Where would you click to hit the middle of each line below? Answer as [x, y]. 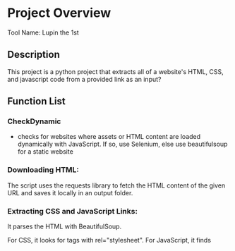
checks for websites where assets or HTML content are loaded [109, 137]
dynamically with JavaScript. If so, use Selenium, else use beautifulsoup [122, 144]
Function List [36, 101]
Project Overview [59, 13]
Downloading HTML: [43, 170]
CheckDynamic [34, 121]
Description [34, 55]
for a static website [46, 152]
